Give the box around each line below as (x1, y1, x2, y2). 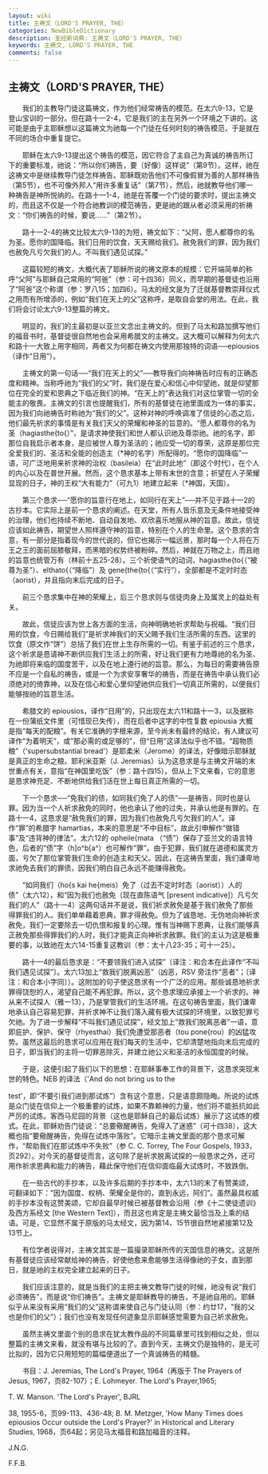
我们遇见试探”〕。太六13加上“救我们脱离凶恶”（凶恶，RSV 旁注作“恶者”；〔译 (8, 967, 257, 977)
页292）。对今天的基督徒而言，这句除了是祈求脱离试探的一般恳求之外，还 (8, 1151, 249, 1160)
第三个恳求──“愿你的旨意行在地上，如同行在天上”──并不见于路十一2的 (22, 495, 255, 505)
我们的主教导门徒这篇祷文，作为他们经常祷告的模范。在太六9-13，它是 (22, 103, 254, 113)
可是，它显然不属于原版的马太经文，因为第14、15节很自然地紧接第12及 (22, 1217, 254, 1228)
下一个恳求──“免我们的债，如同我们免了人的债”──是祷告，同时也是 (22, 793, 245, 802)
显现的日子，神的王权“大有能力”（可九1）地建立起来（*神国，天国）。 (8, 477, 235, 488)
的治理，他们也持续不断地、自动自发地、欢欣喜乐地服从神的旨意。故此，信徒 (8, 515, 260, 525)
